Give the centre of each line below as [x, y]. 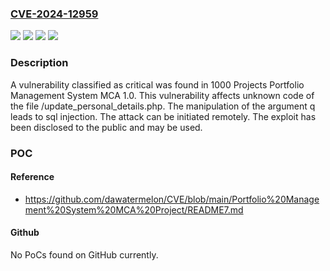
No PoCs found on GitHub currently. [84, 254]
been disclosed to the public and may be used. [106, 127]
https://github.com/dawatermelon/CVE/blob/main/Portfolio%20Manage [172, 199]
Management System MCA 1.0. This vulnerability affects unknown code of [162, 95]
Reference [32, 177]
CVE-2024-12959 [54, 14]
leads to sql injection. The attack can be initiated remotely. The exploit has [163, 116]
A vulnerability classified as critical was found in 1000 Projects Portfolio [157, 84]
